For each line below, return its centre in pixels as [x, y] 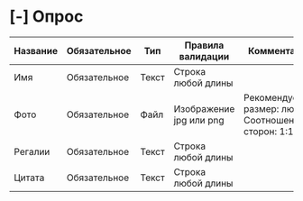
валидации [204, 56]
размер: [261, 108]
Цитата [29, 178]
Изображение [204, 108]
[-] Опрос [46, 17]
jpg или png [199, 120]
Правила [204, 45]
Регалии [32, 151]
